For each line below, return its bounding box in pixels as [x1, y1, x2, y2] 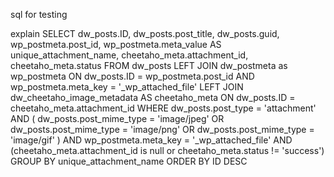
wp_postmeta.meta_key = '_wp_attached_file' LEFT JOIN [10, 81, 244, 93]
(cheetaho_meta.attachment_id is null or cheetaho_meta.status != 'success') [10, 145, 325, 156]
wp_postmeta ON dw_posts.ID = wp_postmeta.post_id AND [10, 70, 255, 82]
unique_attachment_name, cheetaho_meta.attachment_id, [10, 49, 249, 61]
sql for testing [10, 9, 68, 20]
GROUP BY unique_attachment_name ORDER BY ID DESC [10, 155, 248, 167]
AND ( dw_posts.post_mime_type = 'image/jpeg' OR [10, 113, 225, 124]
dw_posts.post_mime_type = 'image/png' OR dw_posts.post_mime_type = [10, 124, 315, 135]
